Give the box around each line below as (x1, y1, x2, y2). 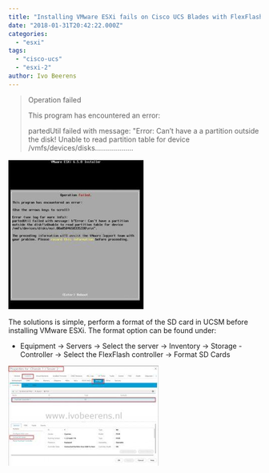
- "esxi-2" (15, 64, 52, 72)
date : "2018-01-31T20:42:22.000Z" (8, 21, 124, 30)
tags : (8, 46, 26, 55)
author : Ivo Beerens (8, 72, 78, 80)
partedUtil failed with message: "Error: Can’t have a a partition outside (27, 126, 259, 135)
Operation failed (27, 94, 82, 104)
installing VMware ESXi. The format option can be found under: (8, 325, 217, 335)
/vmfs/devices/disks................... (27, 142, 134, 152)
